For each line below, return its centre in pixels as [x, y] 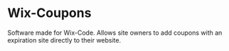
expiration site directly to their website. [64, 40]
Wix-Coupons [49, 13]
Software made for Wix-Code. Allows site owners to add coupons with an [115, 33]
